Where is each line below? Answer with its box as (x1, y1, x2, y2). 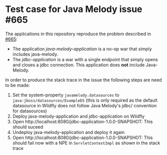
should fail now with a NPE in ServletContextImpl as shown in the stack (12, 139, 160, 146)
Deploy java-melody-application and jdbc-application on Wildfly (12, 113, 145, 119)
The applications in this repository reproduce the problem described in (5, 31, 151, 37)
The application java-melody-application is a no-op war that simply (12, 46, 152, 52)
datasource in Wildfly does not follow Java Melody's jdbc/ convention (12, 102, 157, 108)
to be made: (5, 82, 30, 88)
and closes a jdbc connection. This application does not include (12, 62, 145, 68)
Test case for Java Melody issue (5, 4, 143, 15)
